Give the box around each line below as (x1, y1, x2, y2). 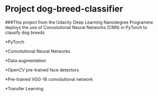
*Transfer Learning (5, 85, 44, 91)
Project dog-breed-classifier (5, 3, 123, 14)
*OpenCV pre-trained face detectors (5, 67, 79, 73)
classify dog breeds (5, 29, 45, 35)
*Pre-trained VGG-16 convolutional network (5, 76, 93, 82)
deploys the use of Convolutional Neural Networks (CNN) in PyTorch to (5, 24, 147, 30)
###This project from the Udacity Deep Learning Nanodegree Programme (5, 19, 153, 25)
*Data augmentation (5, 57, 46, 63)
